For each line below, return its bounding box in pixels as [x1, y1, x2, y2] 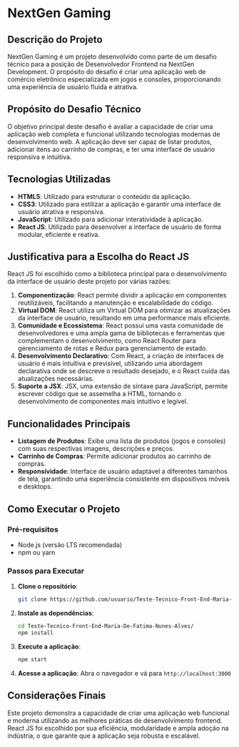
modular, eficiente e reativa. [17, 230, 100, 238]
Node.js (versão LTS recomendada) [17, 540, 123, 549]
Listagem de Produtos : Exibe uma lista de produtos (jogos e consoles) [17, 437, 226, 445]
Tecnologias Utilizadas [7, 173, 111, 186]
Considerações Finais [7, 690, 106, 702]
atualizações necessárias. [17, 375, 94, 383]
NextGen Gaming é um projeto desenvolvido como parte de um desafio [7, 52, 218, 61]
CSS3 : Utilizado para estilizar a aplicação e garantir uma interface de [17, 200, 221, 208]
